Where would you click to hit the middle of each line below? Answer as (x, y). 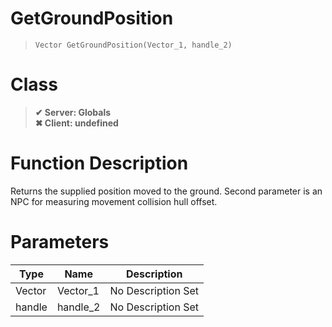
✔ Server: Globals (73, 112)
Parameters (60, 242)
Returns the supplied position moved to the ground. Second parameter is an (166, 191)
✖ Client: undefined (76, 123)
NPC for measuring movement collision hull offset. (114, 201)
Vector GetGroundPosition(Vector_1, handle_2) (133, 45)
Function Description (99, 163)
